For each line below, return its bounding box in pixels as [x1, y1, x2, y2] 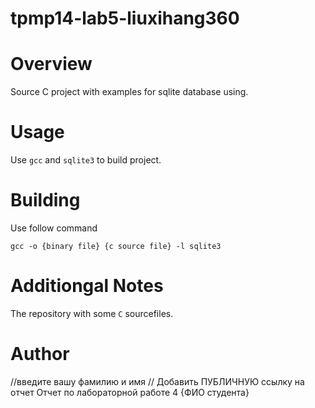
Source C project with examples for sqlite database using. [10, 86, 249, 98]
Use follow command [10, 222, 98, 234]
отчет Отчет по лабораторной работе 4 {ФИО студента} [10, 386, 250, 398]
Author [10, 343, 70, 366]
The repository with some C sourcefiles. [10, 307, 174, 319]
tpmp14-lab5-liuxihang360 [10, 7, 240, 30]
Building [10, 189, 81, 212]
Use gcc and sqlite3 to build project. [10, 154, 162, 166]
